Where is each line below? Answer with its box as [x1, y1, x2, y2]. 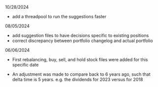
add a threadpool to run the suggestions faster [12, 14, 106, 19]
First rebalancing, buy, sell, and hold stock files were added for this [12, 57, 148, 63]
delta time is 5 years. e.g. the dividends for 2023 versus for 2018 [12, 77, 143, 82]
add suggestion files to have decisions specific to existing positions [12, 33, 149, 38]
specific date [12, 62, 39, 67]
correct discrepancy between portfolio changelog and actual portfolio [12, 38, 153, 43]
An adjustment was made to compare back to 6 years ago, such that [12, 71, 151, 77]
